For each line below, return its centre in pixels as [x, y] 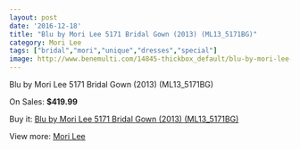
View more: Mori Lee [48, 136]
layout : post [33, 17]
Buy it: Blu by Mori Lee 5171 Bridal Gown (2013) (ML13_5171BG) [124, 119]
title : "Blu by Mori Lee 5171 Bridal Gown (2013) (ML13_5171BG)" [133, 34]
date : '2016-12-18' [46, 26]
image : [21, 59]
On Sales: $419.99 [44, 102]
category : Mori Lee [46, 42]
